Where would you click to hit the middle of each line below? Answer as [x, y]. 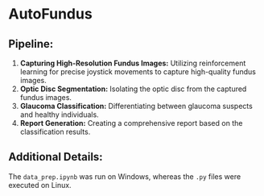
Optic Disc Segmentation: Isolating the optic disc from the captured [133, 89]
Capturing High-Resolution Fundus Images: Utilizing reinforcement [133, 63]
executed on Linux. [40, 185]
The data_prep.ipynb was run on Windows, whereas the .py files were [125, 176]
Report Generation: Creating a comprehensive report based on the [131, 123]
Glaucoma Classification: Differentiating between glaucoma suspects [136, 106]
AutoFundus [50, 14]
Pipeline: [31, 44]
